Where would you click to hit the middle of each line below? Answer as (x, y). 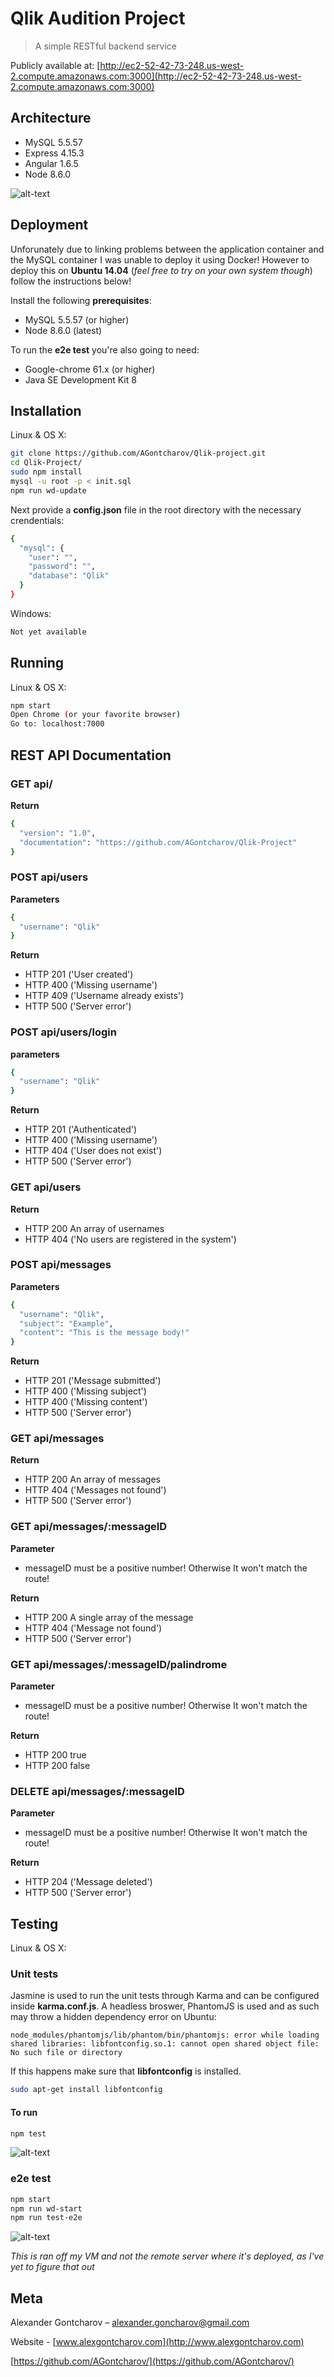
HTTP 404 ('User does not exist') (93, 1151)
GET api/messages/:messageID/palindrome (119, 1664)
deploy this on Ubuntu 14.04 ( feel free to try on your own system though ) (161, 270)
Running (37, 663)
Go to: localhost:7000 (57, 724)
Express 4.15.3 (54, 153)
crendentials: (37, 520)
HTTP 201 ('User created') (79, 974)
